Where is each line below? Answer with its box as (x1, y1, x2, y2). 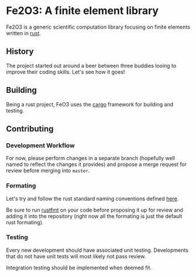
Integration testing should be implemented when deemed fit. (6, 264, 152, 271)
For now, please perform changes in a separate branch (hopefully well (6, 155, 176, 162)
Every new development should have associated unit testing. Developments (6, 247, 188, 254)
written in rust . (6, 29, 41, 36)
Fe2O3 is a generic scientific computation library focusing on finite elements (6, 23, 190, 30)
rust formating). (6, 219, 44, 226)
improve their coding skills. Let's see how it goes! (6, 68, 125, 75)
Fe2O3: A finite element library (6, 4, 159, 18)
